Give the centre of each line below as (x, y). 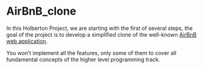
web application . (27, 41)
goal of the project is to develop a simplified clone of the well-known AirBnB (101, 34)
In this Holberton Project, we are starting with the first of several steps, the (100, 28)
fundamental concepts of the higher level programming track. (83, 59)
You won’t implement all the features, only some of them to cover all (91, 53)
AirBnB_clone (41, 11)
